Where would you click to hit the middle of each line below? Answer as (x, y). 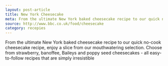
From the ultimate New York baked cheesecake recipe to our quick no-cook (83, 42)
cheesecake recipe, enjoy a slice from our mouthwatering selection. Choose (84, 48)
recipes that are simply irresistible (59, 58)
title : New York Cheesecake (34, 14)
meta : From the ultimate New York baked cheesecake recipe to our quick (82, 19)
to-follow (14, 58)
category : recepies (25, 28)
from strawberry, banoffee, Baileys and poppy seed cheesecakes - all (77, 53)
